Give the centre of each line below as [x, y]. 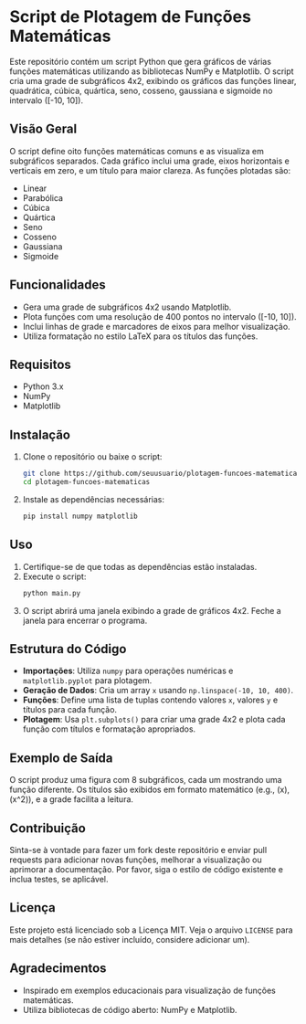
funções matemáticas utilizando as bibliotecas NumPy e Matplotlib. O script [152, 71]
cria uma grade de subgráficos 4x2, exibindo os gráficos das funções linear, [153, 80]
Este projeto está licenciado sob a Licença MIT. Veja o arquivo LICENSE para [152, 930]
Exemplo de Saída [61, 758]
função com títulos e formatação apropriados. [109, 729]
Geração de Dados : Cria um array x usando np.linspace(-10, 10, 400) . [158, 691]
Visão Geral [43, 129]
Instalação [40, 434]
